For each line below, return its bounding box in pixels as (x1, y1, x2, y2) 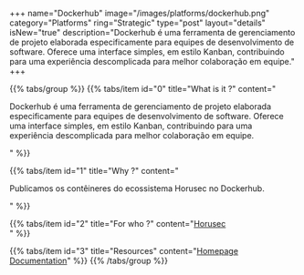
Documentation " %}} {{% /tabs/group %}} (9, 255, 169, 266)
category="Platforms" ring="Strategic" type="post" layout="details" (9, 17, 267, 28)
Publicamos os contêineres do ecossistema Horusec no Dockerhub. (9, 183, 265, 194)
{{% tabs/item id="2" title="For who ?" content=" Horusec (9, 219, 226, 229)
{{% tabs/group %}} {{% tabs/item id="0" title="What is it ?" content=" (9, 84, 277, 94)
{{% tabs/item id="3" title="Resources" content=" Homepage (9, 246, 239, 256)
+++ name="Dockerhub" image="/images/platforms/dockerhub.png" (9, 8, 270, 18)
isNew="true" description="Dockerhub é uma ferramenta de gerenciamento (9, 27, 296, 37)
